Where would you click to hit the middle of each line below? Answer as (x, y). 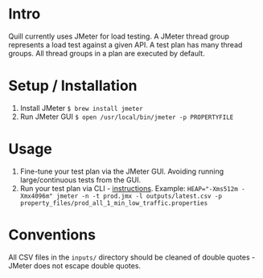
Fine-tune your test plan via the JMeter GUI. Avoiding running (121, 171)
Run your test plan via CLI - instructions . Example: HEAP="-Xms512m (129, 188)
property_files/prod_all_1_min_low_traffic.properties (114, 203)
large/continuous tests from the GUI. (80, 180)
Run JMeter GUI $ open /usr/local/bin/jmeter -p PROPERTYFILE (127, 117)
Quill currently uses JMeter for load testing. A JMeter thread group (119, 36)
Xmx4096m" (37, 196)
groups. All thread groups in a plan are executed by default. (107, 53)
